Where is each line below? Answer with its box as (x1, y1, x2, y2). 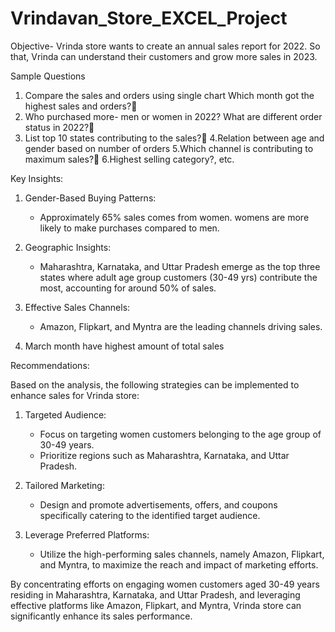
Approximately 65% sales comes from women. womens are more (39, 211, 310, 223)
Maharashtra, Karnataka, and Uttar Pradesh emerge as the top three (39, 260, 321, 272)
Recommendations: (10, 359, 90, 371)
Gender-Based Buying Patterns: (24, 192, 157, 204)
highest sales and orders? (24, 100, 132, 112)
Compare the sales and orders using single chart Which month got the (24, 89, 315, 101)
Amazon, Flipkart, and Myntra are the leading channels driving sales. (39, 320, 323, 332)
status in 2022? (24, 121, 90, 133)
